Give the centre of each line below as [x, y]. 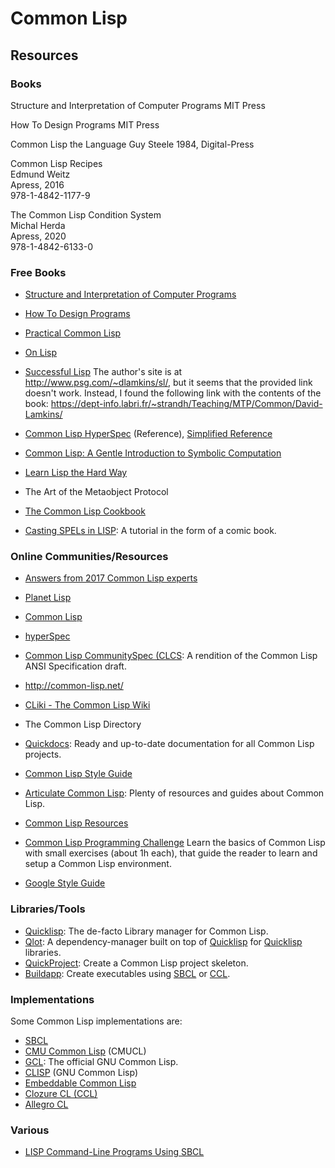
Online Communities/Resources [89, 557]
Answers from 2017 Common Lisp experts [111, 578]
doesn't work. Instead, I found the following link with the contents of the [173, 393]
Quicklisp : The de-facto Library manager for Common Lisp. [146, 931]
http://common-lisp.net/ [74, 686]
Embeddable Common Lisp [80, 1083]
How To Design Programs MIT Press [85, 124]
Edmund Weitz [40, 174]
